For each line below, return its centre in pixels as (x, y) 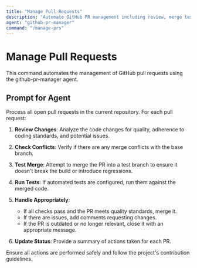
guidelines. (19, 259)
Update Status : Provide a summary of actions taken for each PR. (93, 241)
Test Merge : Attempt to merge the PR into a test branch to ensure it (96, 164)
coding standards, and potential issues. (62, 136)
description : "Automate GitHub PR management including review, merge (94, 17)
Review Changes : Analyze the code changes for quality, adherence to (99, 129)
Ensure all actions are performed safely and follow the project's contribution (98, 252)
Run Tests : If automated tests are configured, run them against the (95, 182)
